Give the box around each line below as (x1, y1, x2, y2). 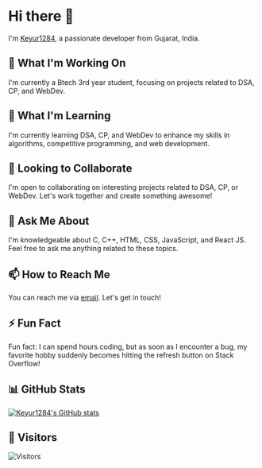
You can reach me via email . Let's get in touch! (8, 293, 161, 302)
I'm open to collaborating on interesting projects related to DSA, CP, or (8, 183, 239, 192)
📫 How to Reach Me (8, 268, 110, 281)
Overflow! (8, 358, 41, 368)
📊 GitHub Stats (8, 383, 86, 396)
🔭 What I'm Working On (8, 56, 126, 70)
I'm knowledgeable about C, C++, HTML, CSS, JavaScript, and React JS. (8, 235, 246, 245)
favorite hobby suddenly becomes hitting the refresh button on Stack (8, 350, 234, 360)
